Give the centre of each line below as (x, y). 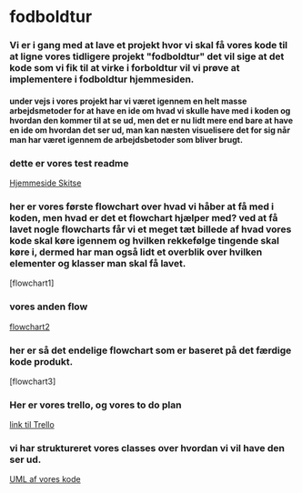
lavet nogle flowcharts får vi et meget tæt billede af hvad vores (151, 229)
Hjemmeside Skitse (45, 183)
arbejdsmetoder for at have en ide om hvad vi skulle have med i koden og (150, 110)
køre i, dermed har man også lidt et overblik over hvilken (136, 252)
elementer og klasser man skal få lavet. (98, 263)
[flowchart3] (33, 381)
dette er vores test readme (69, 163)
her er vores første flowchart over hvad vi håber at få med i (142, 206)
